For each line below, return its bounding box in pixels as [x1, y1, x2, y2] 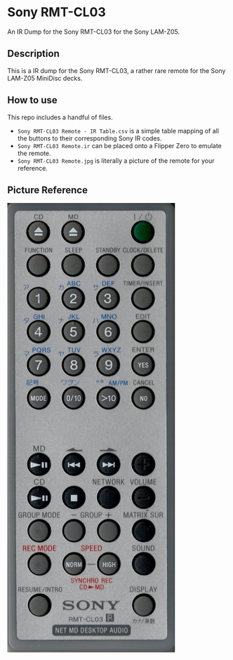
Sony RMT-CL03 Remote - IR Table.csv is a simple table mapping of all [17, 126, 220, 135]
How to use [7, 94, 58, 106]
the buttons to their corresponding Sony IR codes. [17, 134, 162, 143]
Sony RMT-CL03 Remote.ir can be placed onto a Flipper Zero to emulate [17, 141, 222, 150]
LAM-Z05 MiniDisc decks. [7, 74, 83, 82]
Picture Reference [7, 184, 88, 196]
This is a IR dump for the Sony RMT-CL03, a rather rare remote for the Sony [7, 66, 226, 74]
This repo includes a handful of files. [7, 113, 114, 121]
